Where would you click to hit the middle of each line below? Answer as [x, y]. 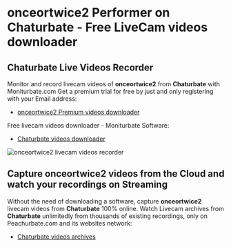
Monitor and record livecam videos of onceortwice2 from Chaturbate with [114, 84]
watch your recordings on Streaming [87, 185]
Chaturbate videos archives [57, 237]
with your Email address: [42, 99]
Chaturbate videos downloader [61, 139]
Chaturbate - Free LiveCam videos [108, 27]
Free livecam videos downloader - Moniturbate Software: [88, 125]
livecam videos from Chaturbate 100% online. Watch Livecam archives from [115, 208]
